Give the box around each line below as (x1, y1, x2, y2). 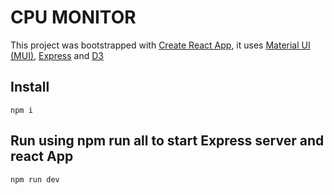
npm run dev (10, 174, 60, 185)
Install (10, 79, 50, 96)
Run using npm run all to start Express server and (10, 132, 325, 150)
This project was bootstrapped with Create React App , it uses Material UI (10, 39, 311, 51)
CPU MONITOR (10, 6, 137, 29)
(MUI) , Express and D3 (10, 49, 104, 61)
